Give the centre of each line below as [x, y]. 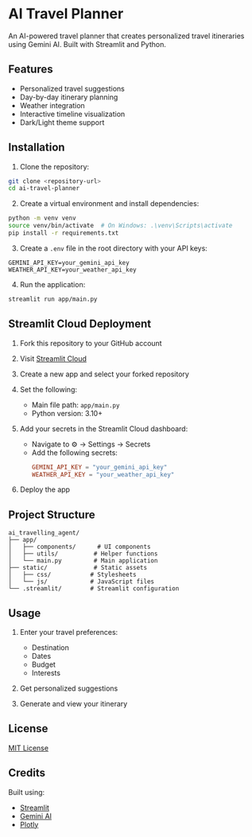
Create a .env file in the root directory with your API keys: [114, 248]
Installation [37, 148]
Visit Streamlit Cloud [53, 358]
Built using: [27, 792]
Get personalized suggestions [69, 688]
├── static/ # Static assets [78, 568]
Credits [27, 773]
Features [31, 70]
